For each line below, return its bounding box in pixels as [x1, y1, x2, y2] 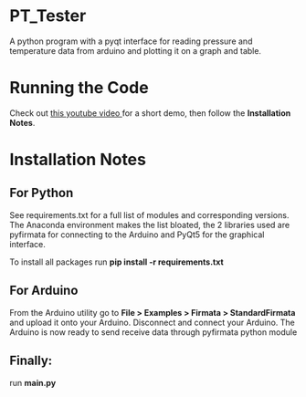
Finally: [9, 353, 53, 369]
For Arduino [9, 283, 79, 298]
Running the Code [9, 78, 149, 99]
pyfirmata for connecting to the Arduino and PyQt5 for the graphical [9, 229, 265, 240]
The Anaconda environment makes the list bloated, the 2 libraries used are [9, 219, 290, 230]
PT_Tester [9, 5, 87, 26]
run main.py [9, 377, 57, 388]
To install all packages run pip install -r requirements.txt [9, 256, 224, 267]
